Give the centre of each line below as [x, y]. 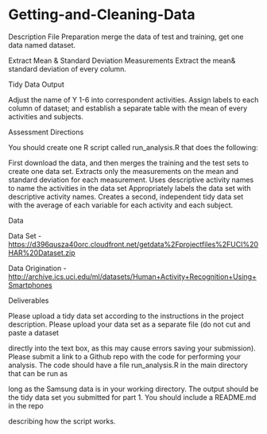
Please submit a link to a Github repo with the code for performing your [124, 356]
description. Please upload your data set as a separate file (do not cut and [130, 324]
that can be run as [38, 373]
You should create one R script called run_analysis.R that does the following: [133, 147]
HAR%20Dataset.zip [42, 253]
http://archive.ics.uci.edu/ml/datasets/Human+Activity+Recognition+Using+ [132, 277]
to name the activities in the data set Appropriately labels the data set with [130, 188]
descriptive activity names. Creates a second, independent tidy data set [126, 196]
